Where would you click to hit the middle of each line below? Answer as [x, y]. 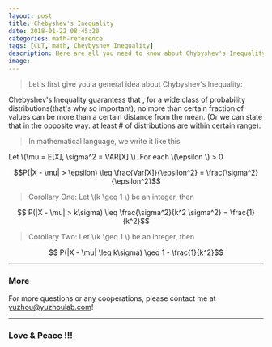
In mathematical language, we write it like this [104, 141]
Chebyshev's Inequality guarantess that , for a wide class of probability [127, 99]
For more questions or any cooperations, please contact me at [112, 298]
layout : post [30, 16]
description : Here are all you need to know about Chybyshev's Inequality [137, 53]
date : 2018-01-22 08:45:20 [54, 31]
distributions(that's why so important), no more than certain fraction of [126, 108]
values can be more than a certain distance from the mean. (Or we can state [136, 116]
